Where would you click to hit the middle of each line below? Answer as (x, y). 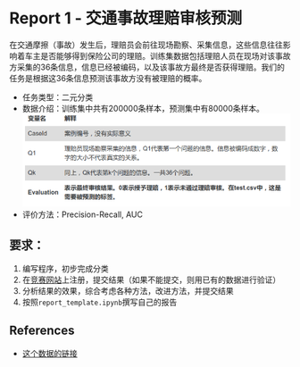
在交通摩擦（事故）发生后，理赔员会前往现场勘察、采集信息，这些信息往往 (146, 45)
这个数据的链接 (50, 353)
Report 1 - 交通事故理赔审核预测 (126, 18)
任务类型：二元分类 (58, 97)
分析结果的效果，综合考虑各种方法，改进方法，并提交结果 (128, 290)
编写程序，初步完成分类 (65, 268)
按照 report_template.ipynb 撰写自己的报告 (100, 302)
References (42, 331)
